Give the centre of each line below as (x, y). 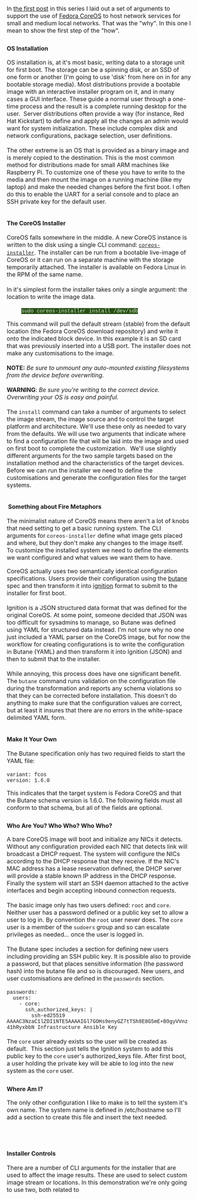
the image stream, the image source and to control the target (90, 419)
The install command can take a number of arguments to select (96, 411)
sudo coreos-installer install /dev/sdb (80, 311)
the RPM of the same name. (45, 274)
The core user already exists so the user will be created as (87, 1041)
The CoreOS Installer (36, 223)
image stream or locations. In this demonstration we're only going (97, 1183)
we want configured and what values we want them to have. (89, 557)
